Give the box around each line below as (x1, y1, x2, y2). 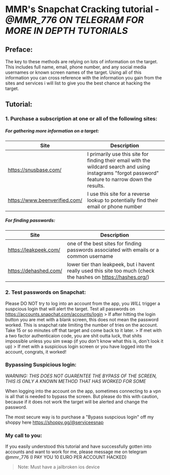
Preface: (5, 45, 33, 54)
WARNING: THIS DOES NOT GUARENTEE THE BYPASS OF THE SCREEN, (5, 373, 157, 379)
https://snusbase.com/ (8, 166, 62, 174)
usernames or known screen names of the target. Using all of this (5, 69, 142, 75)
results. (87, 182, 105, 189)
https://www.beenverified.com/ (8, 197, 82, 204)
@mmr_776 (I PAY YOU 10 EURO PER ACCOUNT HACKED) (5, 454, 127, 460)
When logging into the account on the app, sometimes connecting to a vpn (5, 388, 161, 394)
